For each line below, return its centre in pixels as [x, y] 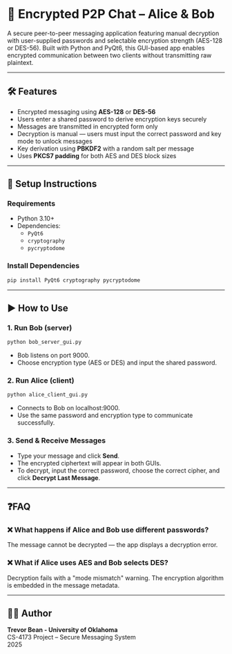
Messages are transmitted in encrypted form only [87, 126]
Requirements [31, 204]
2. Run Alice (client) [41, 381]
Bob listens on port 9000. [53, 356]
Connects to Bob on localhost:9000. [69, 408]
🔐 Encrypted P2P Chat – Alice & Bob [111, 14]
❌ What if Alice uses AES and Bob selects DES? [88, 563]
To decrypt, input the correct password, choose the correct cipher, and [118, 470]
